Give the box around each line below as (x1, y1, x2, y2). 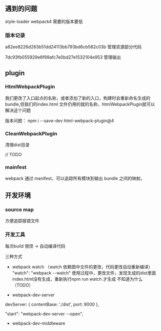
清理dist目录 (5, 142, 30, 148)
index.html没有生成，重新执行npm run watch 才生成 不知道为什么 (12, 276, 143, 282)
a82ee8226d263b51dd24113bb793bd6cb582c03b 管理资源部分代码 (5, 44, 142, 50)
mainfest (5, 164, 27, 171)
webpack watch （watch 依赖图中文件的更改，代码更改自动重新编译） (12, 264, 153, 270)
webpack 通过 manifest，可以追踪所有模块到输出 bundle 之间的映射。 (5, 175, 145, 182)
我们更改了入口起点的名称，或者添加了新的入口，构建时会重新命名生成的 (5, 95, 150, 101)
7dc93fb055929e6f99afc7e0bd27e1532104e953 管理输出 (5, 54, 121, 60)
